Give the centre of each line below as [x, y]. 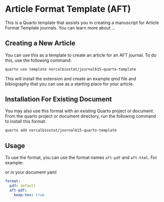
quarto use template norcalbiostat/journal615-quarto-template [71, 69]
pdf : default [23, 186]
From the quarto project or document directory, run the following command [81, 116]
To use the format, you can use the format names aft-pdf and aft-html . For [81, 157]
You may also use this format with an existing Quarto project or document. [80, 111]
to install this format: [26, 122]
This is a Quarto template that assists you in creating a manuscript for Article [82, 23]
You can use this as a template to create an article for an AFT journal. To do [81, 55]
